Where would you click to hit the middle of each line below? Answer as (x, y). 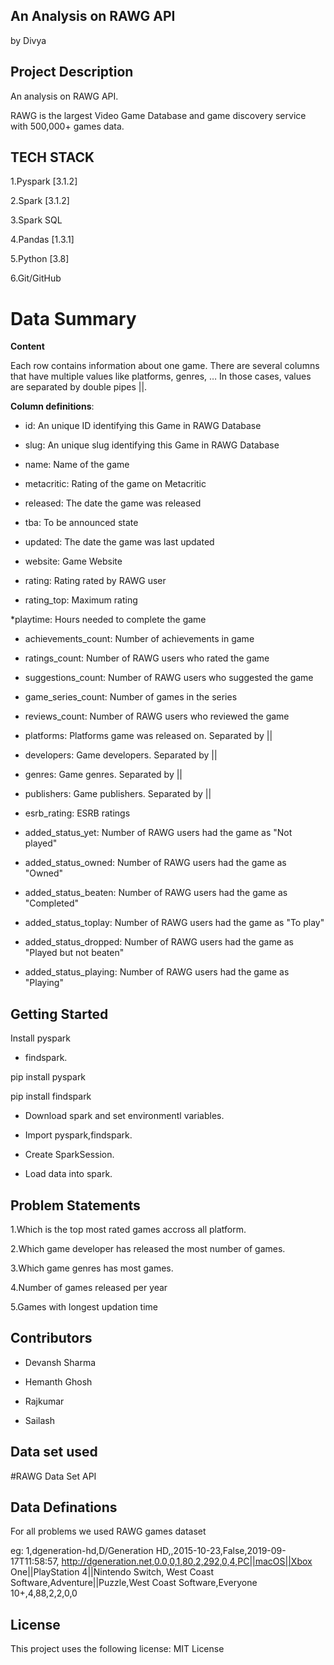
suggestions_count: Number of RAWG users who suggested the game (169, 678)
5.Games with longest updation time (84, 1307)
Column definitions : (52, 406)
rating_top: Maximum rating (81, 600)
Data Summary (73, 318)
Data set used (54, 1452)
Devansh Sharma (60, 1362)
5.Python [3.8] (40, 259)
